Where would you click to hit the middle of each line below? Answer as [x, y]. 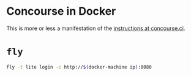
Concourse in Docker [61, 11]
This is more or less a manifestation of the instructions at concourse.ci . [96, 28]
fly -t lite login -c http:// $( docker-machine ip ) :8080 [79, 67]
